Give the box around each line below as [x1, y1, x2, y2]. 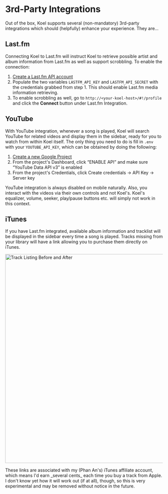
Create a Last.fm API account [12, 74, 73, 80]
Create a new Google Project [12, 154, 72, 160]
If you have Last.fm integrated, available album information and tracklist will [5, 228, 161, 234]
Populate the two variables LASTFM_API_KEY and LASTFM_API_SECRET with [12, 79, 158, 85]
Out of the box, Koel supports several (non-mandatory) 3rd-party [5, 20, 139, 26]
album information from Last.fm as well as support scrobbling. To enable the [5, 59, 162, 65]
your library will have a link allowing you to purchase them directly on [5, 239, 147, 245]
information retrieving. [12, 89, 58, 96]
